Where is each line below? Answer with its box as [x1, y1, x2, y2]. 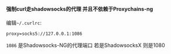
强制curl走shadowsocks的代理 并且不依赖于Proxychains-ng [6, 5, 153, 12]
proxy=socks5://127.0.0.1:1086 [6, 31, 83, 37]
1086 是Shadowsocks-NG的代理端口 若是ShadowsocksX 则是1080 [6, 42, 165, 49]
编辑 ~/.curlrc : [6, 19, 42, 26]
